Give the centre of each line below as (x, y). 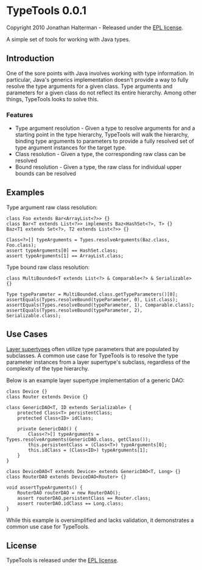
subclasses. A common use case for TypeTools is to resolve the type (92, 355)
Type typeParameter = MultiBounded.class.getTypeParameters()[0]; (92, 294)
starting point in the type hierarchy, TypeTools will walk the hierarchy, (102, 135)
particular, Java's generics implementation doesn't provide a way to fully (97, 79)
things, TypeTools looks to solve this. (53, 99)
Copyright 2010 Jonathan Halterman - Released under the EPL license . (95, 27)
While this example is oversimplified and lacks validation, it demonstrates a (100, 520)
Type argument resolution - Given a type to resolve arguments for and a (105, 128)
